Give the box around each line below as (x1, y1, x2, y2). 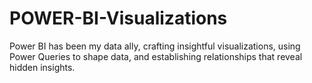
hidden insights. (9, 61, 76, 73)
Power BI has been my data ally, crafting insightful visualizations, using (9, 40, 301, 52)
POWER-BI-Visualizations (9, 7, 228, 30)
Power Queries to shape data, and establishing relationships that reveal (9, 50, 303, 62)
